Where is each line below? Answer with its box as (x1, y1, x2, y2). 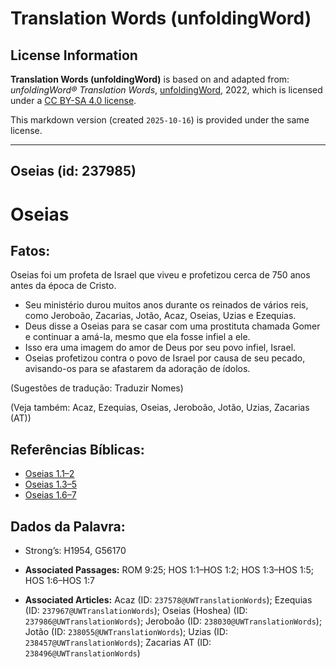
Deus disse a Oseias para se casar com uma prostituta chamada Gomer (24, 320, 321, 332)
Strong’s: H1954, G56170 (24, 545, 127, 557)
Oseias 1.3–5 (24, 478, 77, 491)
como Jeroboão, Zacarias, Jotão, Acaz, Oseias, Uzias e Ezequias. (24, 310, 297, 322)
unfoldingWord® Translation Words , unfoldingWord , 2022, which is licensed (10, 84, 323, 96)
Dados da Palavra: (10, 518, 126, 535)
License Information (10, 47, 138, 64)
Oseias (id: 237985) (10, 163, 137, 180)
